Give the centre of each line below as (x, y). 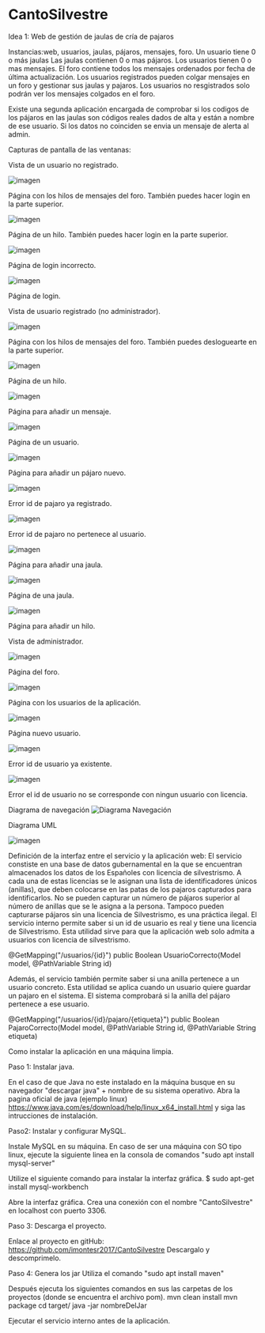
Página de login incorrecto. (52, 265)
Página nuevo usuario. (45, 733)
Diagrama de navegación (49, 810)
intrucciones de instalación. (53, 1116)
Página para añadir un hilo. (52, 625)
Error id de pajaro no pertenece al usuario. (77, 534)
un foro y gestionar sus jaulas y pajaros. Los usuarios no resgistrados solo (129, 85)
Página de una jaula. (41, 595)
